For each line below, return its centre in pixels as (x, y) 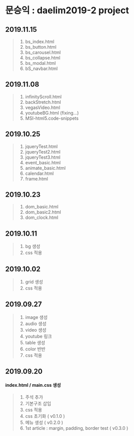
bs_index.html (40, 42)
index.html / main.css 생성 (33, 385)
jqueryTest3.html (43, 157)
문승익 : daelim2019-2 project (67, 10)
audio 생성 (36, 323)
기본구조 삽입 (38, 404)
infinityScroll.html (43, 96)
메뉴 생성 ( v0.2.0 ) (44, 423)
